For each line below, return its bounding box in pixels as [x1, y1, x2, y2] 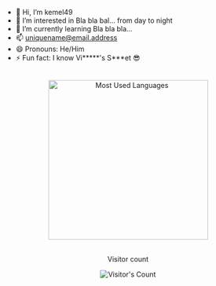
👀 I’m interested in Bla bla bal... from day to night [15, 16, 173, 25]
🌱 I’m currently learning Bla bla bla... [15, 24, 133, 33]
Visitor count [107, 255, 149, 263]
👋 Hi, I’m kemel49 [15, 8, 73, 16]
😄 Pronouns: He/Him [15, 44, 85, 53]
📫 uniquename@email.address [15, 33, 118, 42]
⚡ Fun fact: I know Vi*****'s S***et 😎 [15, 53, 141, 62]
